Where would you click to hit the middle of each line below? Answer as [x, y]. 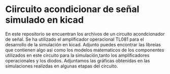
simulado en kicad [44, 20]
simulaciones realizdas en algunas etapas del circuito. [62, 66]
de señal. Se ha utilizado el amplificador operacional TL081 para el [75, 39]
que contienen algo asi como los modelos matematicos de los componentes [85, 50]
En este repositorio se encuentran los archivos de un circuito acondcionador [85, 34]
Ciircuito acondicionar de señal [72, 9]
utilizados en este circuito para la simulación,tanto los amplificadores [77, 55]
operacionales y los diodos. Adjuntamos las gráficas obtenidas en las [78, 60]
